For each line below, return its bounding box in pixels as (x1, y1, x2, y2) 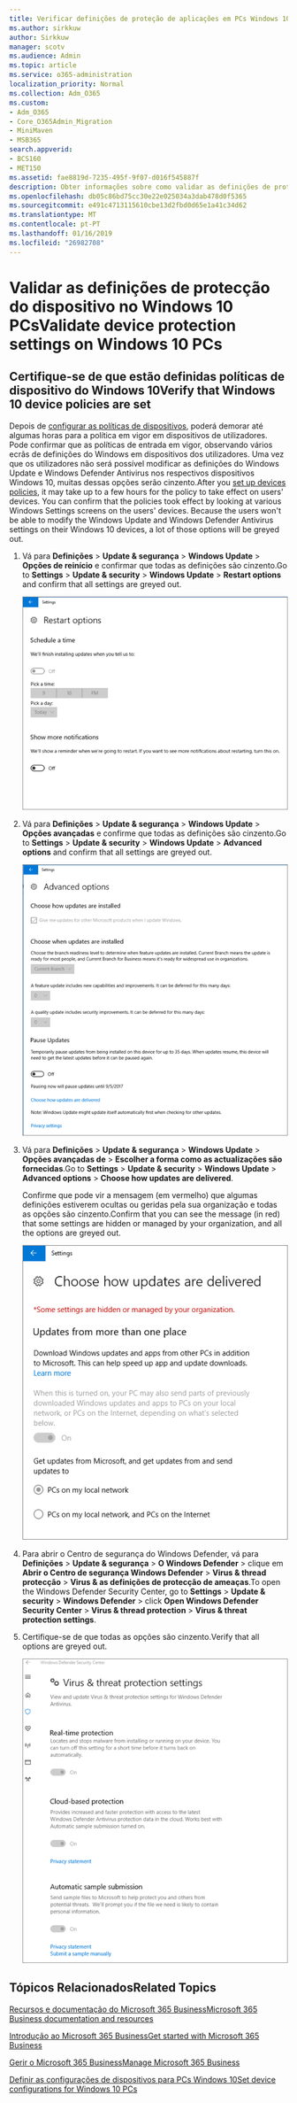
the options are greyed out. (21, 1227, 121, 1239)
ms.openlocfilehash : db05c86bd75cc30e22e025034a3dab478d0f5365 (9, 191, 247, 201)
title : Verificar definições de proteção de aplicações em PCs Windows (9, 14, 278, 23)
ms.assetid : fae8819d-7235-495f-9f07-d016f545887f (9, 173, 200, 182)
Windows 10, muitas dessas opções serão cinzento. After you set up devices (9, 476, 286, 487)
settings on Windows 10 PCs (9, 334, 223, 354)
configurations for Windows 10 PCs (9, 2084, 138, 2094)
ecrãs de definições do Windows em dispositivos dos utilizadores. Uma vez (9, 448, 285, 460)
